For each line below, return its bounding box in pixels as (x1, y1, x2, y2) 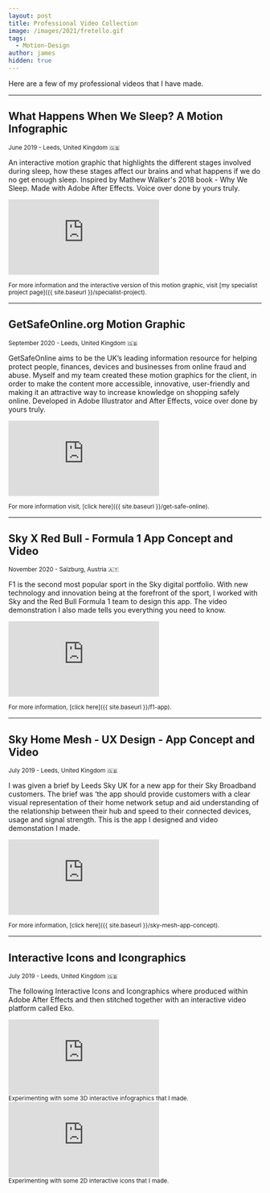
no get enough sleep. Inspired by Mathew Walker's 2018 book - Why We (8, 175, 247, 184)
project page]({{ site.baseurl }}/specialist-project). (8, 288, 147, 296)
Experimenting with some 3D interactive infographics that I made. (8, 1094, 189, 1102)
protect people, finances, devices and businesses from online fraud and (8, 361, 247, 371)
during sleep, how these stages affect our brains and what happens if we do (8, 166, 261, 175)
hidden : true (8, 57, 52, 65)
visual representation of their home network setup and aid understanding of (8, 798, 260, 808)
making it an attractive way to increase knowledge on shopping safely (8, 387, 239, 397)
